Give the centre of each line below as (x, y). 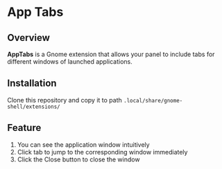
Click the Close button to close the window (78, 159)
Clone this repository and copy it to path (65, 100)
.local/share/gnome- (153, 100)
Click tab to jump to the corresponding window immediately (102, 152)
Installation (32, 83)
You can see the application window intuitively (84, 144)
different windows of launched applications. (70, 62)
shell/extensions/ (34, 107)
